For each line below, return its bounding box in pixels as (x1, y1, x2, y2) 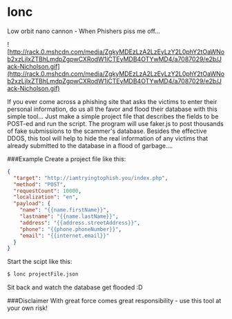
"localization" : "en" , (13, 194, 79, 200)
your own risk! (7, 304, 48, 312)
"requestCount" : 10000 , (13, 187, 81, 194)
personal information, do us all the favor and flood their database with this (7, 105, 217, 113)
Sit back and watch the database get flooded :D (7, 283, 143, 291)
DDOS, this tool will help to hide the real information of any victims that (7, 134, 209, 142)
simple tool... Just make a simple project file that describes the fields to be (7, 112, 219, 121)
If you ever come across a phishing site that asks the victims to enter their (7, 97, 217, 105)
